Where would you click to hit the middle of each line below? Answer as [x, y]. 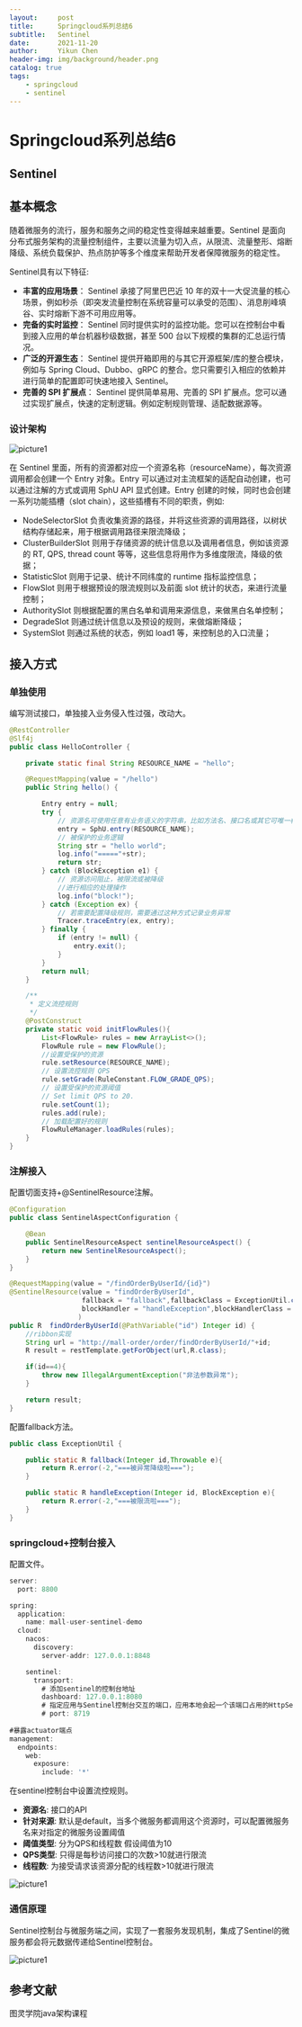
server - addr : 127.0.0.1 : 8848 [96, 1655]
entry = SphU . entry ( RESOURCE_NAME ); [126, 829]
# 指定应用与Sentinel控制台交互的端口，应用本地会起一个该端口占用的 [155, 1706]
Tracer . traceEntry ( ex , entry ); [116, 921]
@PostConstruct [54, 1021]
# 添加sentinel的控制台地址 [89, 1689]
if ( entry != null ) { [98, 938]
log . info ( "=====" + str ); [102, 854]
